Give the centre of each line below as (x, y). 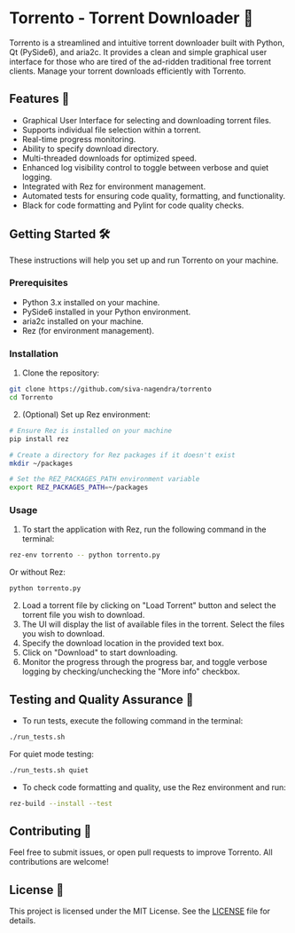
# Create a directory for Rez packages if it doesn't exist (123, 455)
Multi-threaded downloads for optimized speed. (109, 158)
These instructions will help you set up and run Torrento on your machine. (144, 260)
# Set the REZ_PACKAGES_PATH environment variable (105, 479)
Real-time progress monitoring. (79, 139)
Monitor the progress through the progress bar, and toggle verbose (144, 662)
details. (23, 921)
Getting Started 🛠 (60, 234)
